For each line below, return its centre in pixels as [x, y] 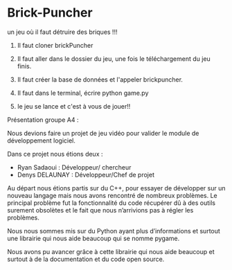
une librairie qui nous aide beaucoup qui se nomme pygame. [93, 238]
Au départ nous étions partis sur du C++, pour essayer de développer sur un [116, 188]
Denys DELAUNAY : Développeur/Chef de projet [86, 174]
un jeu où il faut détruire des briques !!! [62, 32]
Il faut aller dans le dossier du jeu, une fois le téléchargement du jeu [114, 58]
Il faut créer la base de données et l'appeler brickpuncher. [100, 79]
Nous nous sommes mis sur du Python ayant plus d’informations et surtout [114, 231]
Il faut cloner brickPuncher [55, 45]
